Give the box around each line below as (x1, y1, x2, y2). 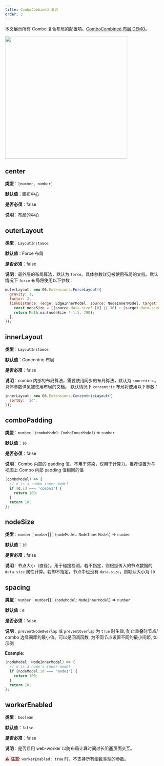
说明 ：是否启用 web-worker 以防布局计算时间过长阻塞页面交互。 (5, 745, 135, 751)
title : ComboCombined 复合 (5, 7, 59, 12)
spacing (5, 583, 30, 592)
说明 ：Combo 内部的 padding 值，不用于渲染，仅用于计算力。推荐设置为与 (5, 461, 155, 467)
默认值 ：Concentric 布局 (5, 356, 55, 363)
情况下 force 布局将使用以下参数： (5, 277, 74, 283)
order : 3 (5, 12, 23, 17)
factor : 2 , (9, 296, 32, 301)
